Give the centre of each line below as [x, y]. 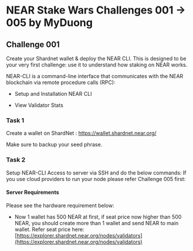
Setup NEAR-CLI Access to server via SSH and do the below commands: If [96, 173]
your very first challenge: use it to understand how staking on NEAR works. [97, 65]
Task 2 [16, 160]
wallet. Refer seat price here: [49, 229]
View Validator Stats [39, 105]
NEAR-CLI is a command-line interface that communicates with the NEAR [95, 76]
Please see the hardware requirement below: [60, 205]
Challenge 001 [33, 44]
